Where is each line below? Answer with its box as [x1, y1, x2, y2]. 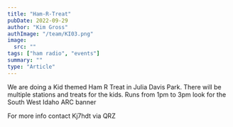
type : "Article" [7, 63, 55, 70]
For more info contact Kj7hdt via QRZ [7, 111, 116, 120]
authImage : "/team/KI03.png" [7, 30, 94, 38]
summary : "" [7, 57, 43, 64]
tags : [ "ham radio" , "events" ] [7, 50, 100, 57]
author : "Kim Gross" [7, 23, 69, 31]
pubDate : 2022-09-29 [7, 17, 69, 24]
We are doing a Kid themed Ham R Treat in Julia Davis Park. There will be [7, 82, 222, 91]
